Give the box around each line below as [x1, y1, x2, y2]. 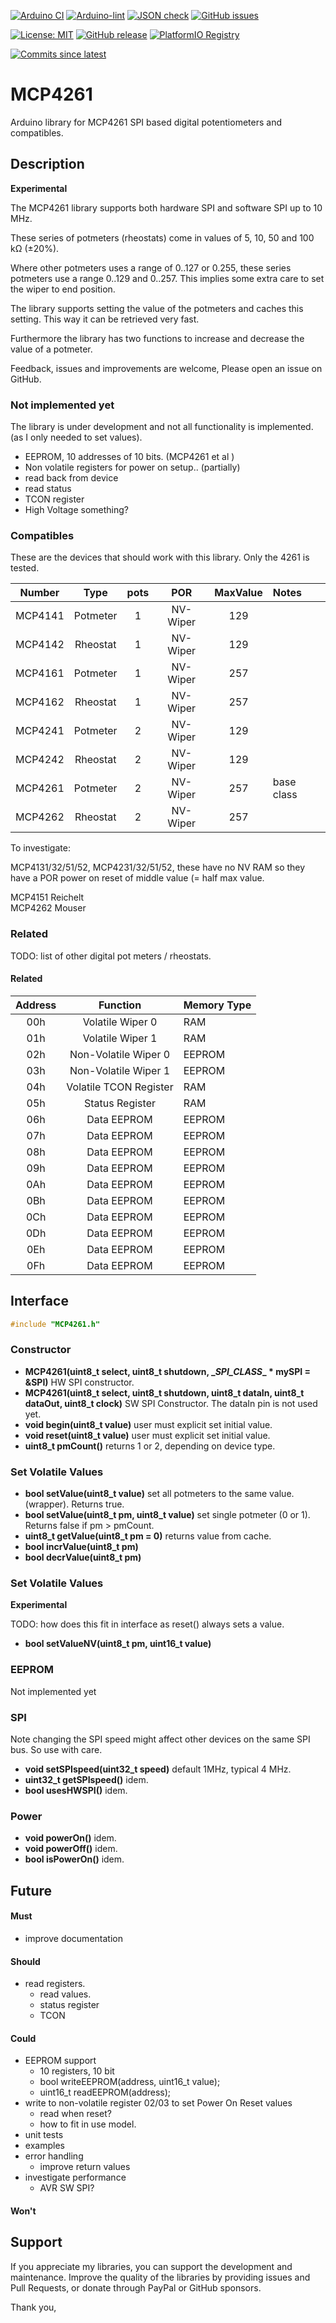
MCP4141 [15, 609, 65, 623]
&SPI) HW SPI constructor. [24, 1376, 135, 1388]
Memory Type [183, 998, 252, 1012]
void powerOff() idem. [24, 1843, 118, 1855]
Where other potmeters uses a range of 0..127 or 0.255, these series [10, 261, 292, 274]
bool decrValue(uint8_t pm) [24, 1551, 142, 1564]
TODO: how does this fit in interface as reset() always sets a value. [10, 1618, 285, 1630]
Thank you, [10, 2301, 57, 2313]
